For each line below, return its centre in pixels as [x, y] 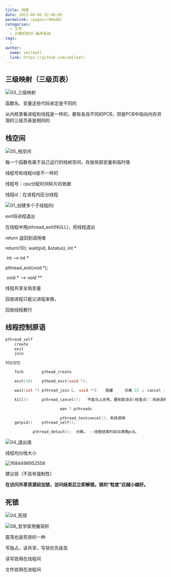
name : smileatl [26, 52]
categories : [18, 24]
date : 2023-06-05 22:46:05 [34, 15]
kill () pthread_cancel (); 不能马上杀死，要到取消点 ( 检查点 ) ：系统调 [89, 400]
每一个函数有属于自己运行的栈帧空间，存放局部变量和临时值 [68, 162]
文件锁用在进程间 [23, 569]
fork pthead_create [43, 372]
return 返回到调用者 [26, 238]
